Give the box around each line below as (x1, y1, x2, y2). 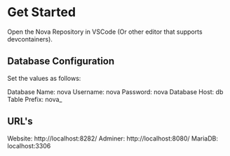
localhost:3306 (7, 141, 51, 150)
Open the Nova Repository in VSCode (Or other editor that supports (7, 27, 203, 36)
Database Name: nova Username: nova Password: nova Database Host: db (7, 87, 224, 96)
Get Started (7, 4, 76, 20)
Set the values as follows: (7, 74, 81, 82)
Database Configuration (7, 56, 115, 67)
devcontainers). (7, 34, 53, 43)
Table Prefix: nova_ (7, 95, 62, 103)
